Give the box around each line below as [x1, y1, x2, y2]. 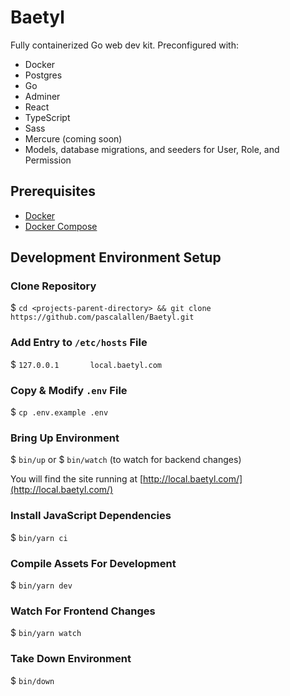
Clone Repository [10, 279, 97, 293]
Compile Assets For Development [10, 556, 177, 570]
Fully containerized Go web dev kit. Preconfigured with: [10, 39, 239, 51]
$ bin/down [10, 674, 55, 686]
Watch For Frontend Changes [10, 604, 156, 618]
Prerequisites [10, 183, 96, 200]
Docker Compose [24, 220, 98, 232]
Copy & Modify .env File [10, 383, 128, 397]
